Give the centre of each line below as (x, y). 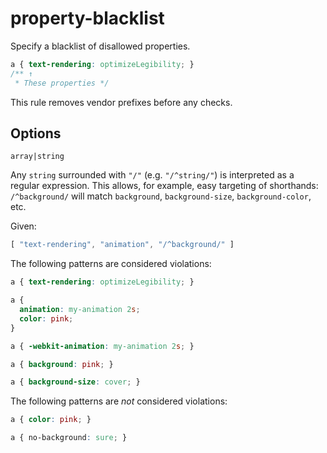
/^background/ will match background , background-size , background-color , (161, 196)
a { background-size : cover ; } (75, 382)
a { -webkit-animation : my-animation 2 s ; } (102, 346)
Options (36, 133)
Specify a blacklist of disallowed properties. (100, 46)
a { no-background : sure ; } (69, 438)
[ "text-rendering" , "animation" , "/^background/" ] (122, 245)
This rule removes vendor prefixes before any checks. (121, 102)
